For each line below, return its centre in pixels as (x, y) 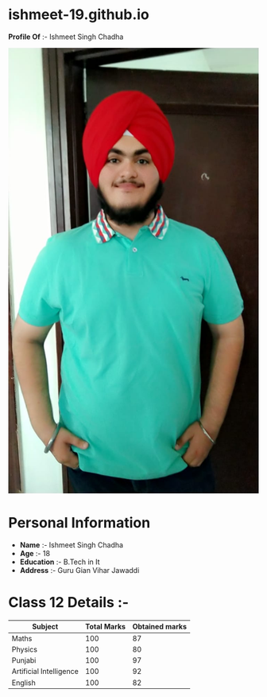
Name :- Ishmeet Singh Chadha (72, 545)
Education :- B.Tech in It (60, 562)
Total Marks (105, 627)
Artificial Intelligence (45, 672)
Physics (25, 649)
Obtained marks (160, 627)
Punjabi (24, 660)
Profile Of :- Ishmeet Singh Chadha (66, 37)
